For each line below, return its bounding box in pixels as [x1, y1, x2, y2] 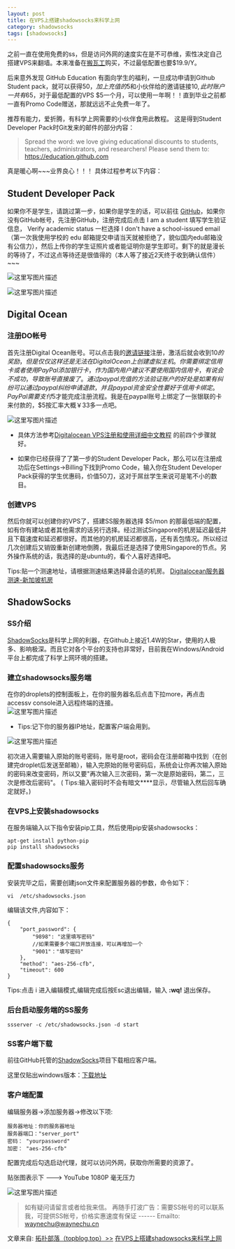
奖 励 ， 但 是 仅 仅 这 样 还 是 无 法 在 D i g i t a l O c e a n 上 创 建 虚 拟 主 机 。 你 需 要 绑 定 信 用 [7, 357, 222, 365]
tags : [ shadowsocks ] [7, 29, 68, 37]
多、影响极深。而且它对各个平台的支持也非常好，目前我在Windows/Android [7, 644, 225, 653]
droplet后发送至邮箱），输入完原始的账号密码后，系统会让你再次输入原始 [19, 761, 227, 769]
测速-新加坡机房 [7, 576, 54, 584]
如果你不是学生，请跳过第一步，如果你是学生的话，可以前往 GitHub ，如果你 [7, 207, 225, 216]
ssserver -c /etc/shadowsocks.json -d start [7, 1021, 139, 1028]
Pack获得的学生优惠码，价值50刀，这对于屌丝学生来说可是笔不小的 [17, 471, 211, 480]
